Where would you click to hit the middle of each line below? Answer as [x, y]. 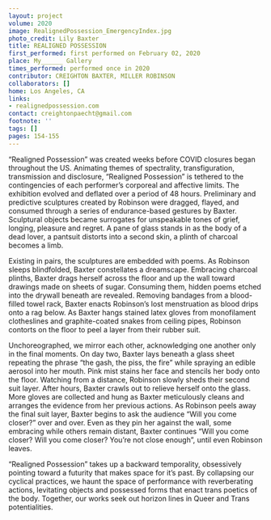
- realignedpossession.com [54, 106]
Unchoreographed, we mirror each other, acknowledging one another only [132, 345]
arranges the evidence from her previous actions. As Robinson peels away [132, 405]
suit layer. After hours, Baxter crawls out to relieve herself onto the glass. [129, 388]
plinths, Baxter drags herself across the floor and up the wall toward [122, 278]
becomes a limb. [36, 245]
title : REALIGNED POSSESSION [57, 46]
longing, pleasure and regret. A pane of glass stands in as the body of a [128, 228]
